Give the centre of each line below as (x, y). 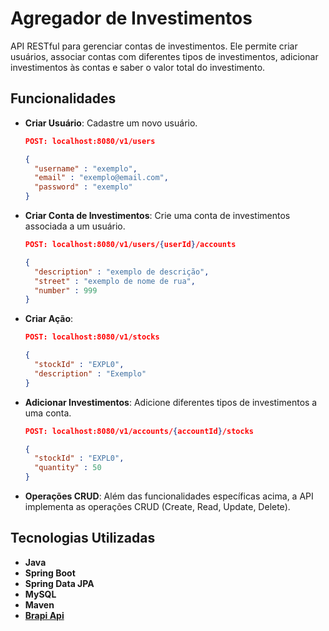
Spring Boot (50, 573)
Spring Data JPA (59, 583)
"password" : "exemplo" (83, 187)
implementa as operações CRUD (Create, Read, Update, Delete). (157, 506)
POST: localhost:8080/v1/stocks (92, 337)
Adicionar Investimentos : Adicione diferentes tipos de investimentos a (171, 402)
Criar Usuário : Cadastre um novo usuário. (111, 123)
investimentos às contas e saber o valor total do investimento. (138, 67)
